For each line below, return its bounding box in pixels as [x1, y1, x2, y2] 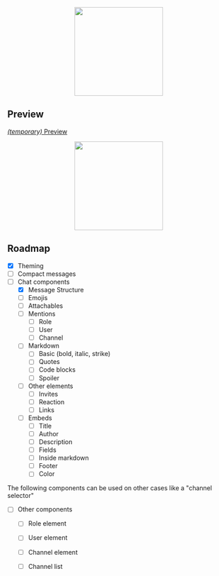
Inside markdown [38, 454, 90, 463]
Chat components [17, 277, 70, 286]
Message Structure [28, 285, 84, 294]
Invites [38, 389, 59, 398]
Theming [17, 261, 44, 270]
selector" [7, 492, 34, 500]
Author [38, 429, 59, 438]
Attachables [28, 301, 64, 310]
